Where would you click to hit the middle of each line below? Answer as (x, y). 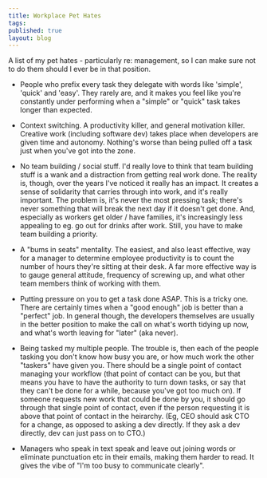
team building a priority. (59, 234)
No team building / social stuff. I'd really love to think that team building (136, 166)
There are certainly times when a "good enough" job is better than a (132, 307)
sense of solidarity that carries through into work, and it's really (124, 192)
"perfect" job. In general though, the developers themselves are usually (137, 316)
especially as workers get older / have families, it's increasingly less (131, 217)
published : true (35, 30)
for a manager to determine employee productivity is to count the (127, 258)
